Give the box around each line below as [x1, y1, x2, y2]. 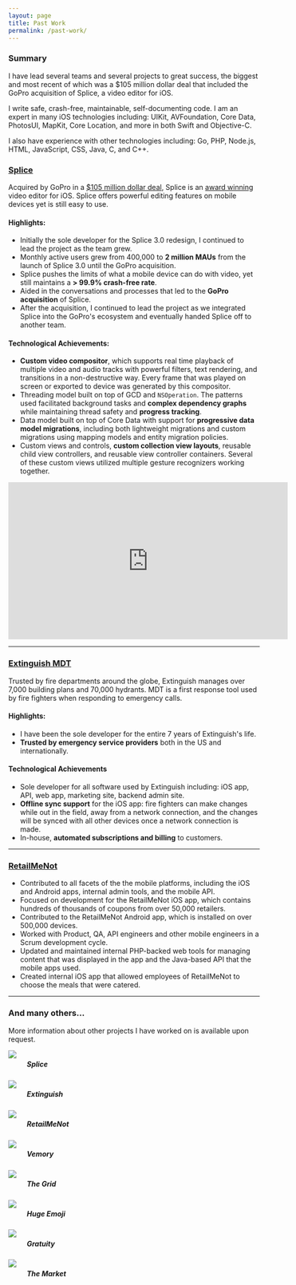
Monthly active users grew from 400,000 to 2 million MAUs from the [19, 252, 246, 262]
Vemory [26, 1149, 54, 1159]
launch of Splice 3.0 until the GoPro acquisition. [19, 261, 177, 271]
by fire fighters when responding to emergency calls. [8, 693, 183, 702]
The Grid [26, 1179, 57, 1189]
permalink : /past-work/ [8, 26, 88, 34]
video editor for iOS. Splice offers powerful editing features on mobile [8, 191, 237, 200]
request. [8, 1034, 36, 1044]
